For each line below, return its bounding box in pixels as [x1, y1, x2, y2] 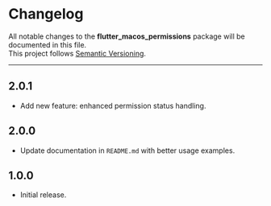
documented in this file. [8, 39, 87, 49]
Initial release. [19, 190, 67, 200]
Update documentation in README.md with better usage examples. [19, 146, 236, 155]
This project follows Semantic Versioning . [8, 48, 147, 58]
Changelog [8, 5, 84, 23]
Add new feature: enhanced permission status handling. [19, 101, 206, 110]
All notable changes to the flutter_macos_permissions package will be [8, 31, 245, 41]
